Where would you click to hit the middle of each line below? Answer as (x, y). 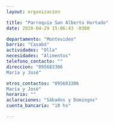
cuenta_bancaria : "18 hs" (38, 106)
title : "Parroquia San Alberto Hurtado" (58, 22)
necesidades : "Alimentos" (38, 56)
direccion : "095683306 (34, 67)
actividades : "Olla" (32, 50)
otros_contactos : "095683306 (43, 83)
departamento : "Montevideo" (41, 39)
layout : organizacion (33, 12)
